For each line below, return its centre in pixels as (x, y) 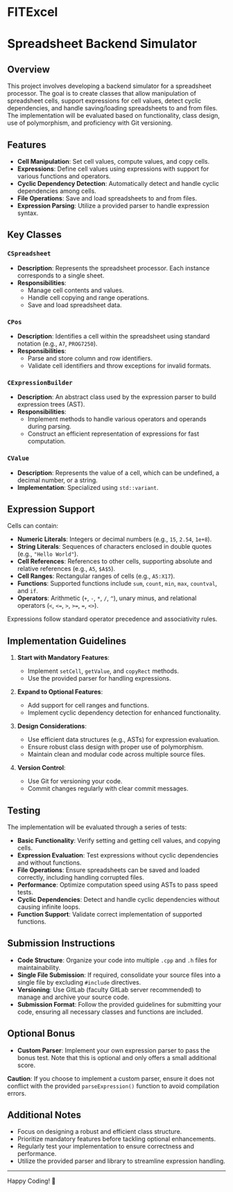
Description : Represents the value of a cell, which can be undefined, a (118, 472)
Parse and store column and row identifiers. (90, 358)
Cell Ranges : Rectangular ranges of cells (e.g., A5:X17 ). (96, 576)
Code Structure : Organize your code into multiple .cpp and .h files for (117, 960)
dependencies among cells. (57, 191)
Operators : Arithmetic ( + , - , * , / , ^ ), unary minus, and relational (107, 598)
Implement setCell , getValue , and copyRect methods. (103, 671)
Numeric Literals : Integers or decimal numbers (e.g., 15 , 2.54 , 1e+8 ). (114, 539)
